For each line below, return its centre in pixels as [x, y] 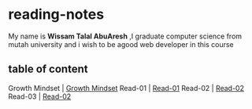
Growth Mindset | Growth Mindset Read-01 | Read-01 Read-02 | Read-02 [126, 88]
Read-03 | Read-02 [40, 96]
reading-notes [56, 15]
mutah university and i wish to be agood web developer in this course [121, 44]
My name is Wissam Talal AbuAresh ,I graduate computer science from [125, 36]
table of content [48, 69]
